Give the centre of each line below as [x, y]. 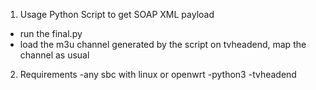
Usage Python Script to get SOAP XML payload [117, 14]
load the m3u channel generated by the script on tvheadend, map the [163, 44]
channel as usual [54, 55]
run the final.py [51, 33]
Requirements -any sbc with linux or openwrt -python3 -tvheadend [158, 74]
